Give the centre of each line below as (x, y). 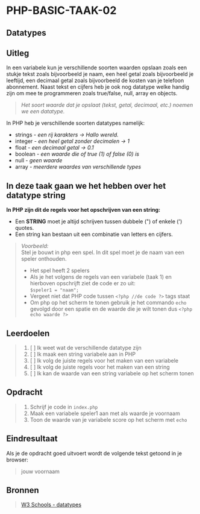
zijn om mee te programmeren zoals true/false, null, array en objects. (92, 94)
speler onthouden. (44, 259)
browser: (17, 460)
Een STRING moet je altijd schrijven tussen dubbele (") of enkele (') (98, 221)
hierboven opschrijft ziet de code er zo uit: (83, 284)
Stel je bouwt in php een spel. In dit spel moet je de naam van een (103, 252)
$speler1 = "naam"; (55, 290)
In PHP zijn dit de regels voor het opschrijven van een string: (83, 210)
